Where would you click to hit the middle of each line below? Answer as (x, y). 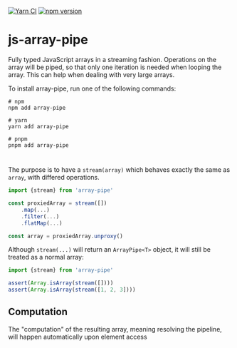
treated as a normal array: (46, 257)
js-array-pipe (48, 40)
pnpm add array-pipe (39, 145)
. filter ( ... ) (40, 216)
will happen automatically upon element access (78, 337)
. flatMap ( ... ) (42, 223)
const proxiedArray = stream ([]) (58, 203)
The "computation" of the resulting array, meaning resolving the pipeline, (115, 329)
